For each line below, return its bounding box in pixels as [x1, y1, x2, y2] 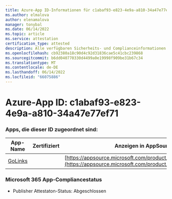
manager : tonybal [5, 22, 42, 27]
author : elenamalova [5, 17, 50, 22]
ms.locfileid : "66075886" [5, 75, 60, 80]
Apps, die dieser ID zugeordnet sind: [5, 125, 98, 133]
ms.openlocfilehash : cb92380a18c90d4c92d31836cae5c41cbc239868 [5, 50, 143, 56]
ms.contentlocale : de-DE [5, 65, 58, 70]
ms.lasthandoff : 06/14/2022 [5, 70, 66, 75]
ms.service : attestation [5, 37, 58, 42]
